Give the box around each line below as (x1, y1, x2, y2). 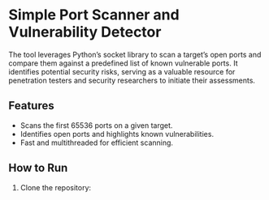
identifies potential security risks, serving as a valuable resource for (8, 66, 236, 76)
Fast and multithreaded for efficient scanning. (20, 138, 173, 147)
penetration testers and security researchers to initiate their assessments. (8, 75, 256, 85)
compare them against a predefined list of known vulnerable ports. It (8, 58, 238, 68)
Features (8, 99, 54, 113)
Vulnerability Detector (8, 23, 162, 41)
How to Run (8, 161, 68, 175)
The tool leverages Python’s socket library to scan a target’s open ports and (8, 49, 262, 59)
